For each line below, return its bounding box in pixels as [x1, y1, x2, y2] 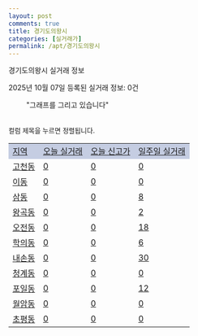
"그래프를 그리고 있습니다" [26, 100, 110, 110]
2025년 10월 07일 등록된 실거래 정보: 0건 [8, 83, 140, 93]
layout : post [8, 11, 53, 20]
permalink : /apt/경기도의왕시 [8, 42, 101, 50]
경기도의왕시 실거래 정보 [8, 66, 85, 76]
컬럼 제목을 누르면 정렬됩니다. [8, 126, 96, 135]
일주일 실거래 [137, 146, 186, 157]
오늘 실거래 [43, 146, 84, 157]
